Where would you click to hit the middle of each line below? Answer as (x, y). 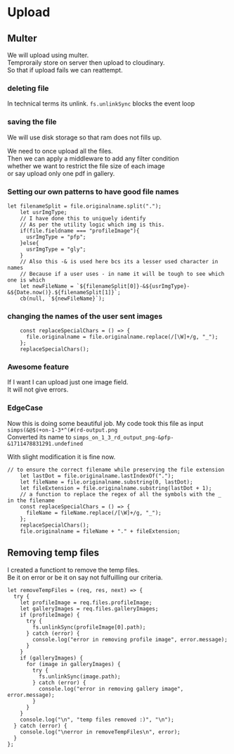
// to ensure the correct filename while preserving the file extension (116, 470)
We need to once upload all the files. (60, 151)
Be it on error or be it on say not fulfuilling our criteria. (85, 577)
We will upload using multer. (48, 55)
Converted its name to (39, 436)
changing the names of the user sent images (85, 316)
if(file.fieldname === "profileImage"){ (80, 231)
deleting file (28, 88)
